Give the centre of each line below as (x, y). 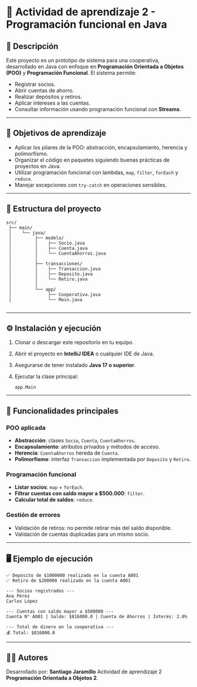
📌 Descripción (32, 46)
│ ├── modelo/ (36, 238)
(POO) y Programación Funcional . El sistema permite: (71, 73)
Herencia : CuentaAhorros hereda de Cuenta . (67, 453)
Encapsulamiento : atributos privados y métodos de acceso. (87, 447)
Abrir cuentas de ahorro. (44, 90)
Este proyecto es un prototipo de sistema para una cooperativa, (83, 60)
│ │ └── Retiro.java (48, 279)
